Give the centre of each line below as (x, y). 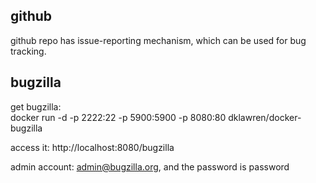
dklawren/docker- (265, 117)
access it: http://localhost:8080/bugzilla (92, 147)
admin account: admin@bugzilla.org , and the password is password (150, 166)
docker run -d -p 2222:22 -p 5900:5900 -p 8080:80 (118, 117)
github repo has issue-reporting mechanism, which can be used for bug (158, 40)
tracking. (28, 51)
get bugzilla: (36, 106)
